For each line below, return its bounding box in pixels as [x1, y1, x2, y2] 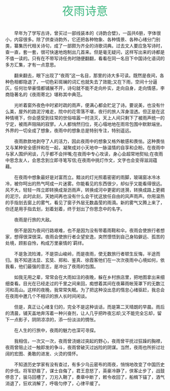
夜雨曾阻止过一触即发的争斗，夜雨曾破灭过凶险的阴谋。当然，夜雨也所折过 [5, 344, 160, 350]
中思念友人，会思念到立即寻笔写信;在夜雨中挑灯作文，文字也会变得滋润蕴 [5, 157, 158, 163]
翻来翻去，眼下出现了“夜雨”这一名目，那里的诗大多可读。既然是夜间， [14, 72, 160, 78]
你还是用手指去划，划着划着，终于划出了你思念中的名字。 [5, 206, 125, 212]
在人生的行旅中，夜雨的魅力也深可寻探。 [14, 327, 99, 333]
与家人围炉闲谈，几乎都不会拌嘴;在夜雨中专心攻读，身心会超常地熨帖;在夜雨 [5, 151, 163, 157]
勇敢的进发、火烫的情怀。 [27, 351, 81, 357]
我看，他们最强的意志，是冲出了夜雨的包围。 [5, 264, 99, 269]
